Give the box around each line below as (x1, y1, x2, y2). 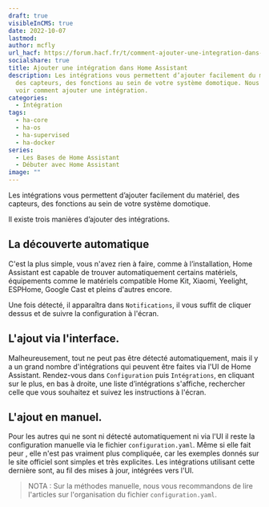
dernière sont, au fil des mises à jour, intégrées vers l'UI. (8, 466, 195, 476)
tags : (8, 109, 26, 117)
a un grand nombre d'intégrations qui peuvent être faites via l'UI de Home (8, 362, 251, 371)
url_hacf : (8, 49, 42, 57)
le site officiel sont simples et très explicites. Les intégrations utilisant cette (8, 457, 255, 467)
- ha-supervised (15, 131, 70, 139)
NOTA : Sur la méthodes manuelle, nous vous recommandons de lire (27, 481, 254, 491)
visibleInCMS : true (8, 19, 74, 27)
